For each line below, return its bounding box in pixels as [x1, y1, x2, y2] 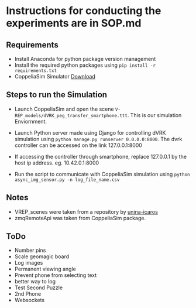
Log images [14, 259, 43, 266]
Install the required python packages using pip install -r [14, 61, 156, 69]
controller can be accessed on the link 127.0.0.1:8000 [14, 142, 142, 149]
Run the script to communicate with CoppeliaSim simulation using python [14, 170, 190, 177]
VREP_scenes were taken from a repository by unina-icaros [14, 208, 158, 215]
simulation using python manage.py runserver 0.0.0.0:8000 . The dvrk [14, 135, 183, 142]
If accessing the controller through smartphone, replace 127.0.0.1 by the [14, 153, 187, 160]
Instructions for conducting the [6, 4, 161, 18]
